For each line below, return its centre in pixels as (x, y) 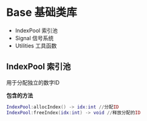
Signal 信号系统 (34, 38)
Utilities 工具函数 (36, 46)
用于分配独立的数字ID (33, 82)
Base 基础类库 (42, 12)
